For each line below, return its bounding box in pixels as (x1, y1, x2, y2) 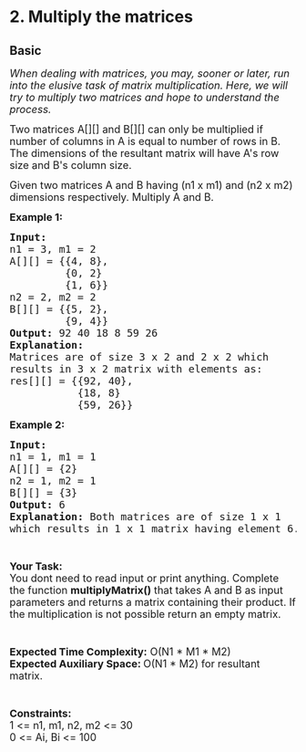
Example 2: (9, 418, 66, 431)
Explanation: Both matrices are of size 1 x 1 (9, 510, 281, 523)
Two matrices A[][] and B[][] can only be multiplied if (9, 123, 264, 136)
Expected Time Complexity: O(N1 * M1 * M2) (9, 645, 231, 658)
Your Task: (9, 559, 63, 572)
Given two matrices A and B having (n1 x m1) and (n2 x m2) (9, 179, 293, 192)
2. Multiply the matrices (9, 6, 194, 27)
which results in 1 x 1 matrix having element (9, 522, 281, 535)
